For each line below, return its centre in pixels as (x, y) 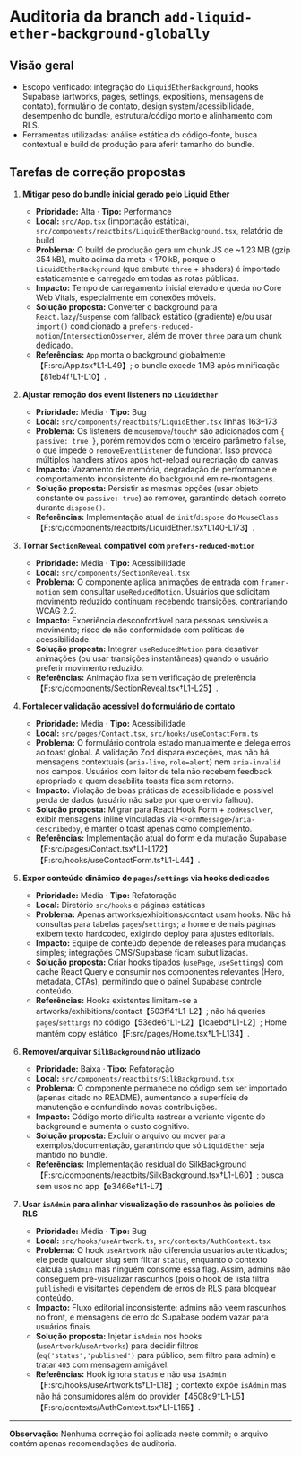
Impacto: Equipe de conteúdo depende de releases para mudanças (161, 943)
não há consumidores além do (91, 1396)
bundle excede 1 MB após (188, 365)
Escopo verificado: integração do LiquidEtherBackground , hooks (140, 87)
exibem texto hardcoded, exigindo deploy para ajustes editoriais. (155, 933)
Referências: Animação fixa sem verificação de (124, 677)
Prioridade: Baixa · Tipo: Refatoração (105, 1068)
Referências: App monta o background (106, 354)
